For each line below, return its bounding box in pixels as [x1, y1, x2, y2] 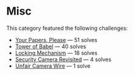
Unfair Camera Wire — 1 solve [15, 62, 91, 70]
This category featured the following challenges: [6, 24, 128, 32]
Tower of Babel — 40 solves [15, 43, 86, 50]
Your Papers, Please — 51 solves [15, 36, 97, 43]
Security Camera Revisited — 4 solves [15, 55, 111, 63]
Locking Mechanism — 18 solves [15, 49, 97, 56]
